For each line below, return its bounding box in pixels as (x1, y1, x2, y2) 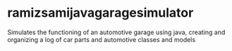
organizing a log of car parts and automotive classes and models (7, 35, 196, 43)
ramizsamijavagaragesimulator (7, 5, 194, 21)
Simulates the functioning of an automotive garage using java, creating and (7, 28, 226, 36)
